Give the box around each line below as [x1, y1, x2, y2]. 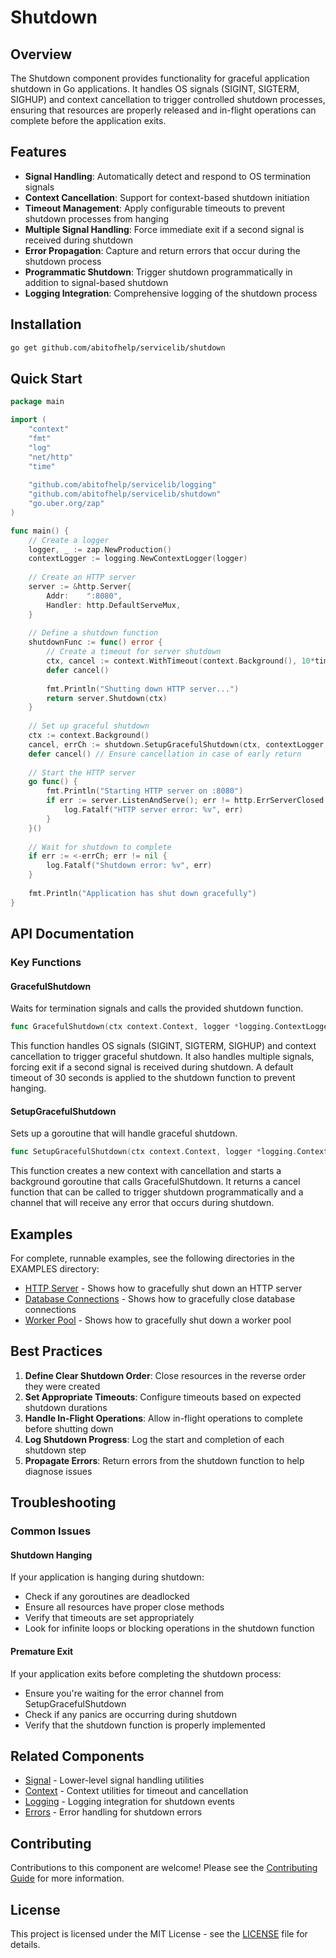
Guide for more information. [10, 1872, 125, 1885]
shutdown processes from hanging [24, 212, 170, 225]
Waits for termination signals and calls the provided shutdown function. [10, 1002, 304, 1015]
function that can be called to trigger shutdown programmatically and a [10, 1186, 304, 1198]
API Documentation [10, 926, 135, 943]
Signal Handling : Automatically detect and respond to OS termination [24, 170, 312, 182]
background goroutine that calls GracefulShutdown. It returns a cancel [10, 1176, 301, 1188]
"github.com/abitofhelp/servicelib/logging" [28, 480, 217, 490]
